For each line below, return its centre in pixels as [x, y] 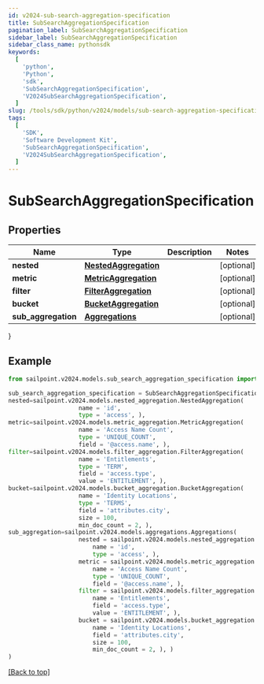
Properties [35, 230]
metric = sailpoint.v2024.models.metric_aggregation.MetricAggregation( [126, 422]
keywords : [24, 52]
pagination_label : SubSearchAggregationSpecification [98, 30]
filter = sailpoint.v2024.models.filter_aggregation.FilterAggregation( [126, 452]
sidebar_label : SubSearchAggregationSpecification [93, 37]
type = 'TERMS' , [105, 503]
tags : [17, 118]
